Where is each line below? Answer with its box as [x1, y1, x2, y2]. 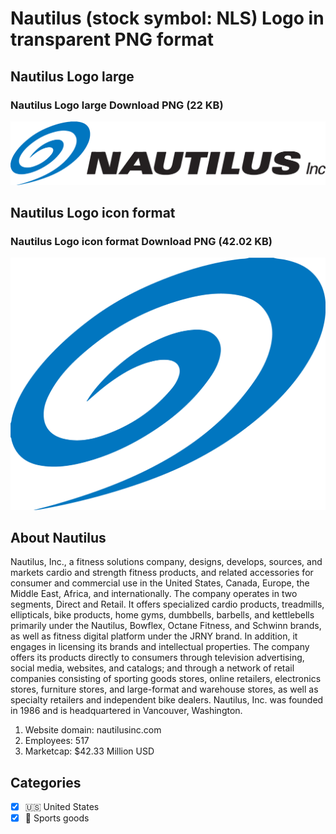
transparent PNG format [10, 28, 215, 51]
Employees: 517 [24, 735, 90, 747]
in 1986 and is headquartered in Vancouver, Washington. [10, 705, 243, 717]
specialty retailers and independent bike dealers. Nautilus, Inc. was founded [10, 694, 324, 706]
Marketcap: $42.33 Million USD [24, 745, 155, 757]
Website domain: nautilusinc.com [24, 724, 162, 736]
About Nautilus [10, 529, 107, 546]
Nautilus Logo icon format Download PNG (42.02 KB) [10, 235, 273, 249]
